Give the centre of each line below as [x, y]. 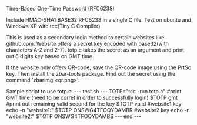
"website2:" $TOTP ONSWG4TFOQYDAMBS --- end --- [74, 116]
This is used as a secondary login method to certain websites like [85, 37]
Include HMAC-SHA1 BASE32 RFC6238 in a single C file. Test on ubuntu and [99, 20]
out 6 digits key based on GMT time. [50, 56]
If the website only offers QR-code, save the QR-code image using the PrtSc [98, 67]
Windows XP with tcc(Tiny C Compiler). [54, 26]
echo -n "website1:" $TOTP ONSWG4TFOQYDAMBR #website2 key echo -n [98, 110]
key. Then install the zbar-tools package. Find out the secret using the [91, 74]
